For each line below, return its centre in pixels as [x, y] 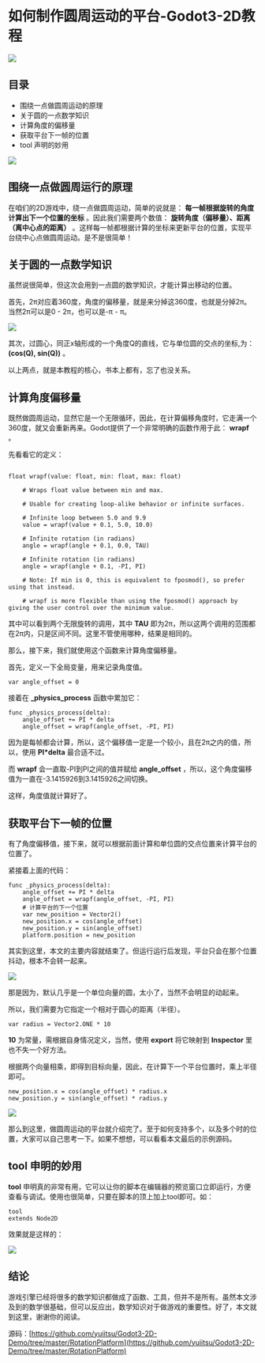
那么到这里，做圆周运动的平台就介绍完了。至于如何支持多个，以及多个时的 [129, 1129]
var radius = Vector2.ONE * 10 [60, 1024]
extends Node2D [33, 1218]
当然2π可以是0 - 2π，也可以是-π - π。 [70, 312]
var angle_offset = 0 [44, 682]
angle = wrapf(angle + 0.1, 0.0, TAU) [86, 546]
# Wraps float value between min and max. [93, 490]
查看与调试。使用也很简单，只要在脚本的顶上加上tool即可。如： [111, 1196]
